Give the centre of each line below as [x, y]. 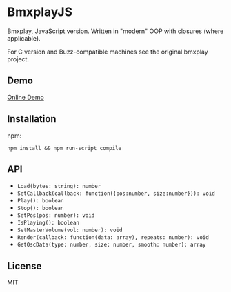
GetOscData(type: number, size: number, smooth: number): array [111, 245]
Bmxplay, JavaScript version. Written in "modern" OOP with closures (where [115, 31]
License [24, 266]
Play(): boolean [40, 201]
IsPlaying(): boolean [48, 223]
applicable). [24, 38]
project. [18, 59]
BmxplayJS [40, 12]
